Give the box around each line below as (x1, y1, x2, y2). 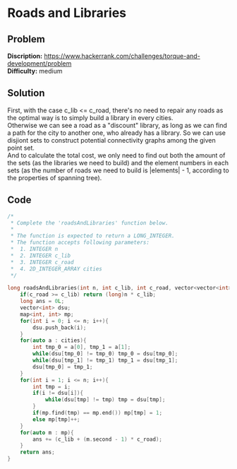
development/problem (7, 59, 72, 68)
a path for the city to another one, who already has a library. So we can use (7, 129, 226, 137)
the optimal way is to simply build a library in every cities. (7, 113, 174, 121)
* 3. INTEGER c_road (10, 259, 74, 266)
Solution (7, 87, 45, 100)
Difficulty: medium (7, 67, 63, 75)
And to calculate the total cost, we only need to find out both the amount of (7, 150, 226, 160)
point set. (7, 143, 35, 152)
